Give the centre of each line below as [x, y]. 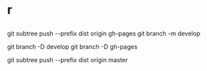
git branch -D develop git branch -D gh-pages [72, 46]
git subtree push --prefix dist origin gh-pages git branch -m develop [104, 33]
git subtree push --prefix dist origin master [68, 59]
